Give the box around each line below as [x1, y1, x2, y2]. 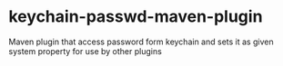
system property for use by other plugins [8, 45, 163, 56]
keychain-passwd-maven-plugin [8, 6, 263, 27]
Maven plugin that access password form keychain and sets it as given [8, 36, 274, 47]
